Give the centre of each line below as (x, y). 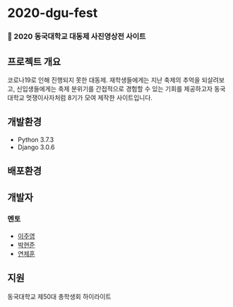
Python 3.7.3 (36, 139)
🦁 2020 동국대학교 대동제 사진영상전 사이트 (77, 37)
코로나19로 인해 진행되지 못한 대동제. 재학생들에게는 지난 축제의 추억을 (104, 80)
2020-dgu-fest (53, 13)
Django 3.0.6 (36, 147)
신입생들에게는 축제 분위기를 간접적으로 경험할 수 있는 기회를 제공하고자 (115, 88)
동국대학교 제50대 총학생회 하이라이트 (59, 296)
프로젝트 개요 (34, 62)
